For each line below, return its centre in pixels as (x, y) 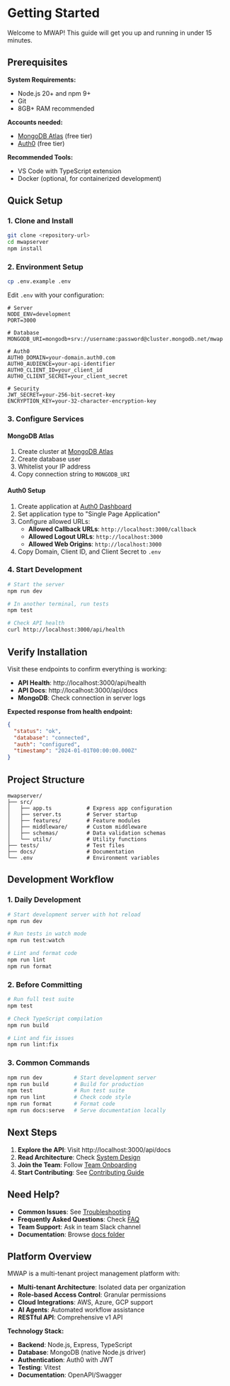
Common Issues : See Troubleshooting (74, 1212)
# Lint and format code (42, 954)
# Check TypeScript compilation (55, 1019)
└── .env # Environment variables (84, 858)
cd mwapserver (28, 242)
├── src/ (20, 802)
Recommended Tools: (40, 157)
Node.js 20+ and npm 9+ (54, 93)
